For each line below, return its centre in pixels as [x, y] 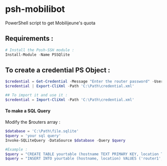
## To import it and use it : [37, 95]
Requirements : [29, 39]
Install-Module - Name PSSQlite [38, 55]
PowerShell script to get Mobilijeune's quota [50, 23]
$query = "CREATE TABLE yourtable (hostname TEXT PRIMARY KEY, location [82, 154]
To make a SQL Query [28, 111]
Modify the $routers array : [33, 122]
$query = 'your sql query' [33, 136]
